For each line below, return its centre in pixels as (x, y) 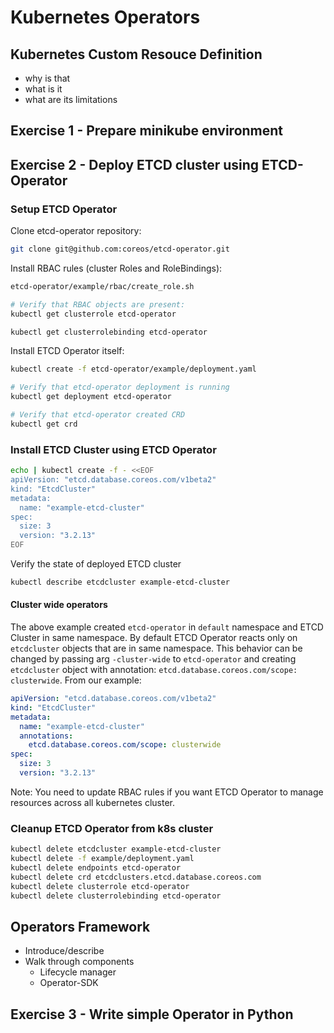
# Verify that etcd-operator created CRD (98, 415)
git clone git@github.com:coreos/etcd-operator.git (120, 249)
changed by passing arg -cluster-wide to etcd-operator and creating (153, 659)
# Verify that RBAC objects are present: (98, 304)
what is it (43, 89)
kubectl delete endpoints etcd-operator (96, 868)
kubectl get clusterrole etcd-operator (93, 314)
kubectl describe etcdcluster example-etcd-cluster (120, 582)
